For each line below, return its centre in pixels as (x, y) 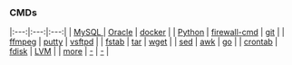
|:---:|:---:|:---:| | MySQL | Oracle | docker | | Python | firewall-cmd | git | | (147, 32)
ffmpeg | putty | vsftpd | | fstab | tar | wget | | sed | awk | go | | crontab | (144, 42)
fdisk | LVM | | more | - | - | (59, 51)
